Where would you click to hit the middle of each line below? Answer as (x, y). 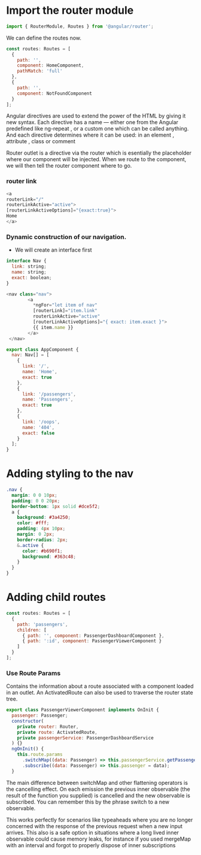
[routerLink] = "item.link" (65, 311)
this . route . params (40, 755)
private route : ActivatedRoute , (57, 732)
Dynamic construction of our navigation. (66, 237)
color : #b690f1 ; (42, 551)
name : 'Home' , (40, 372)
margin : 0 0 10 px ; (35, 495)
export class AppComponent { (42, 349)
